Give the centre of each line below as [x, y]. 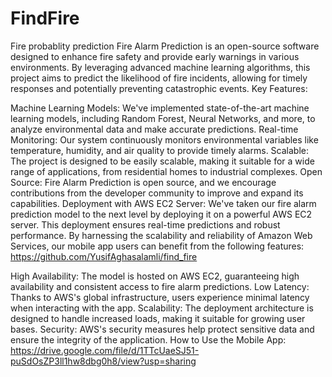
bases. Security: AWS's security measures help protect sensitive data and [162, 329]
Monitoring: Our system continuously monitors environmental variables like [164, 139]
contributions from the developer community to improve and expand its [157, 193]
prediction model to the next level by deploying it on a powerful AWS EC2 [161, 214]
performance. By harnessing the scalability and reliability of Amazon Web [161, 235]
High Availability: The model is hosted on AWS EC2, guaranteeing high [155, 276]
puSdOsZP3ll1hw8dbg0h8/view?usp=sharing [103, 361]
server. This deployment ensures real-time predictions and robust [145, 224]
